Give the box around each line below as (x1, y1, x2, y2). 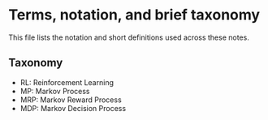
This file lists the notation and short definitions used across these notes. (8, 32, 249, 42)
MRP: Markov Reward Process (19, 95, 122, 105)
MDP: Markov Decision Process (19, 103, 127, 113)
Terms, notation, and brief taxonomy (8, 6, 261, 24)
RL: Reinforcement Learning (19, 77, 114, 87)
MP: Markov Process (19, 86, 90, 96)
